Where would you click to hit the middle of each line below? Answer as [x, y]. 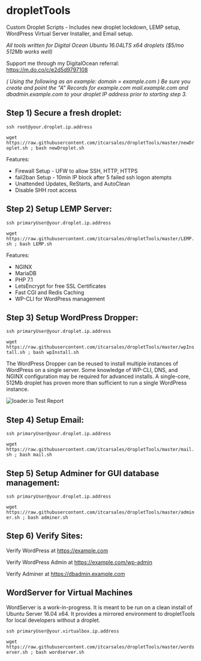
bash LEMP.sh [36, 244]
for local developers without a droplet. [53, 620]
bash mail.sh [36, 455]
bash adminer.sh [48, 518]
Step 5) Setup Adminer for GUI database [83, 473]
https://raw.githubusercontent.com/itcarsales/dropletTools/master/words [100, 647]
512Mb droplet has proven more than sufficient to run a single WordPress [97, 383]
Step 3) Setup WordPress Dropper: [72, 318]
